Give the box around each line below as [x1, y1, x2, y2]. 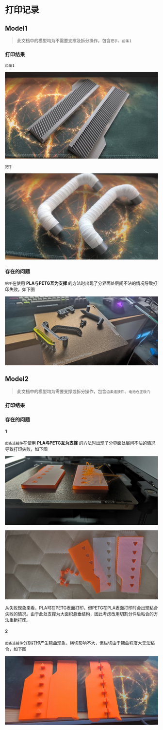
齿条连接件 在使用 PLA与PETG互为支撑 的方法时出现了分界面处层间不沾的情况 [5, 440, 156, 446]
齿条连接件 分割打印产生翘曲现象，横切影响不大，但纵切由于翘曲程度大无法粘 [5, 640, 155, 646]
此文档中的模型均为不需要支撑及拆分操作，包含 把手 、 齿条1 [16, 38, 132, 43]
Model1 [5, 24, 28, 32]
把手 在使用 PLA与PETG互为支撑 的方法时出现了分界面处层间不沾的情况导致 [5, 280, 154, 286]
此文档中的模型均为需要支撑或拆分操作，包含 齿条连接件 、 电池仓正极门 [16, 388, 150, 394]
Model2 [5, 375, 29, 383]
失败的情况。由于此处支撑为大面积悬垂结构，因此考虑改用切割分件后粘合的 [5, 611, 154, 617]
